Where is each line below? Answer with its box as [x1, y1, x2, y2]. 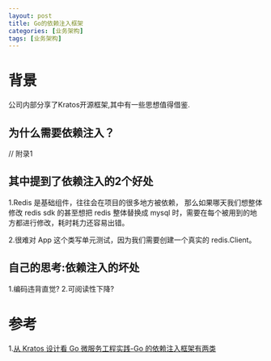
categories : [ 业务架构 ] [8, 27, 83, 35]
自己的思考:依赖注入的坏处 [8, 261, 140, 275]
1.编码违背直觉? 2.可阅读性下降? [8, 283, 115, 293]
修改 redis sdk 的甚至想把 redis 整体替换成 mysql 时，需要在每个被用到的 [8, 208, 251, 217]
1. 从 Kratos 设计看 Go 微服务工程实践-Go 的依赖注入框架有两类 [8, 343, 217, 353]
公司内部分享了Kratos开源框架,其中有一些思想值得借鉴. [8, 100, 190, 110]
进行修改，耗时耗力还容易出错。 [22, 217, 129, 227]
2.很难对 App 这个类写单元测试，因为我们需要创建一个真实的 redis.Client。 [8, 235, 256, 245]
